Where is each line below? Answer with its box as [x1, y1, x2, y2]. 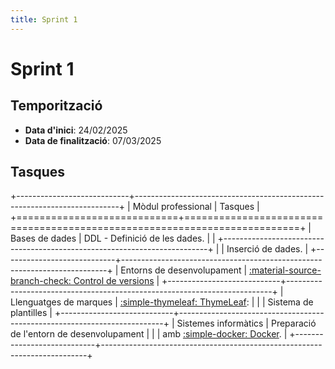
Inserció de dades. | [226, 243, 309, 255]
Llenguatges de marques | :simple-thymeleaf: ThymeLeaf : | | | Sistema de [10, 296, 314, 308]
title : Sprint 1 [10, 14, 78, 25]
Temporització [10, 97, 103, 115]
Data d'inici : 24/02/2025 [24, 124, 128, 136]
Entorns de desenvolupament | [120, 264, 248, 276]
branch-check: [10, 275, 72, 287]
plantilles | [10, 307, 53, 319]
